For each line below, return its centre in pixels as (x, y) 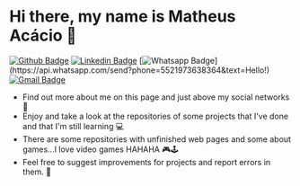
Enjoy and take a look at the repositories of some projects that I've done (155, 116)
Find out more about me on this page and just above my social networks (156, 97)
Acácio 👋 (43, 35)
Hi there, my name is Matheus (123, 17)
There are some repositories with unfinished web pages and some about (157, 139)
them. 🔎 (37, 172)
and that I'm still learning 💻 (73, 126)
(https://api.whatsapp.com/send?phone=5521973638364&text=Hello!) (140, 70)
